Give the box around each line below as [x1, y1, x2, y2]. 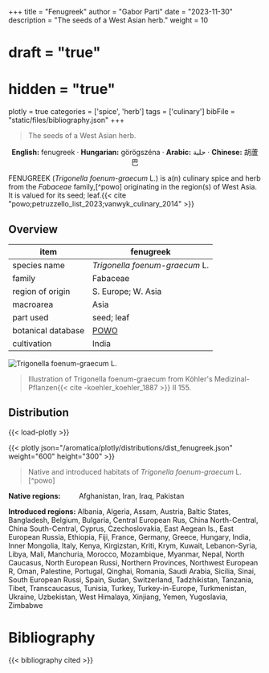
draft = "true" [8, 43, 101, 62]
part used [12, 312, 49, 323]
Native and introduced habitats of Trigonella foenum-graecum [27, 467, 234, 476]
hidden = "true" [8, 80, 116, 99]
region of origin [12, 285, 71, 296]
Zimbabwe [8, 600, 43, 610]
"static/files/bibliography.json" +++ [8, 116, 125, 125]
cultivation [12, 337, 52, 349]
